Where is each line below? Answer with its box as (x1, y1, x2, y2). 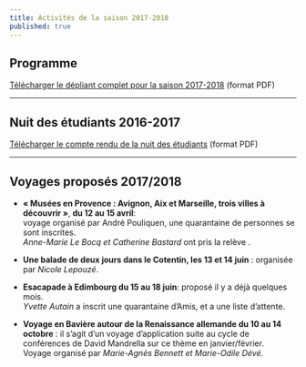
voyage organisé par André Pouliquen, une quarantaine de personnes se (22, 217, 295, 228)
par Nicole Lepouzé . (22, 263, 99, 274)
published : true (9, 22, 71, 31)
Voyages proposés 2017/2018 (9, 174, 182, 189)
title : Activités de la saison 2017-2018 (9, 13, 169, 23)
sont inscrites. (22, 227, 76, 238)
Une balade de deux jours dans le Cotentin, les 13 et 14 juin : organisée (22, 254, 293, 265)
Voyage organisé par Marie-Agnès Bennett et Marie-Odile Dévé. (22, 347, 264, 358)
